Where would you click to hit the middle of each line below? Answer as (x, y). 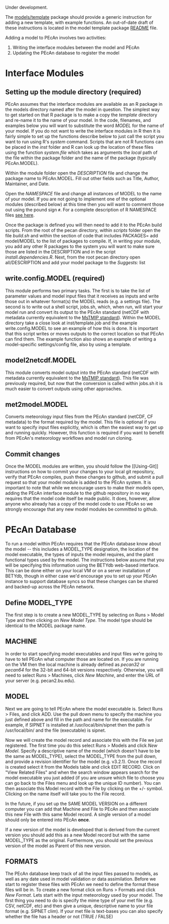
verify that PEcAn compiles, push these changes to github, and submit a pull (84, 477)
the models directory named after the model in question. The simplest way (82, 109)
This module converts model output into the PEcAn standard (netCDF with (82, 372)
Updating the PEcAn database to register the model (66, 53)
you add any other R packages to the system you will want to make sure (80, 246)
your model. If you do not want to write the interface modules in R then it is (83, 131)
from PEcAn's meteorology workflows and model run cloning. (69, 438)
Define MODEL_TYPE (39, 602)
